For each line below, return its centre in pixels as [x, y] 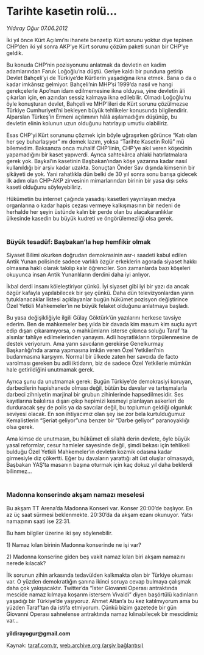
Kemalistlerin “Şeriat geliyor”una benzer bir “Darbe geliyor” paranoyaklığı [98, 420]
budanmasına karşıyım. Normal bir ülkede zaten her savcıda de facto [92, 357]
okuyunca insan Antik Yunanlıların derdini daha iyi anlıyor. [78, 275]
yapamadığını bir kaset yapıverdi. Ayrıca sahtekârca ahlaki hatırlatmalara [97, 155]
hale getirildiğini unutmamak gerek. [51, 370]
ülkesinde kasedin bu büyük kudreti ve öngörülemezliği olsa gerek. [90, 218]
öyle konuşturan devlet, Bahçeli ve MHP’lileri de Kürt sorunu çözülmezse [97, 104]
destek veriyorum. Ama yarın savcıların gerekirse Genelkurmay [85, 344]
